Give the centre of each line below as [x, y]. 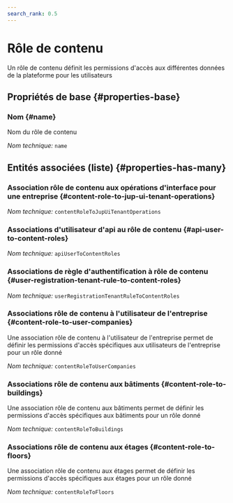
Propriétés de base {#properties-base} [94, 97]
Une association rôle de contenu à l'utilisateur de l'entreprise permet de [110, 337]
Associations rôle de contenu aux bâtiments [83, 384]
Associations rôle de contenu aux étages [78, 447]
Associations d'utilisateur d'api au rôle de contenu [95, 229]
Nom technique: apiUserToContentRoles [64, 254]
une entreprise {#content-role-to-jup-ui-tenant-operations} [111, 196]
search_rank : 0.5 [32, 14]
